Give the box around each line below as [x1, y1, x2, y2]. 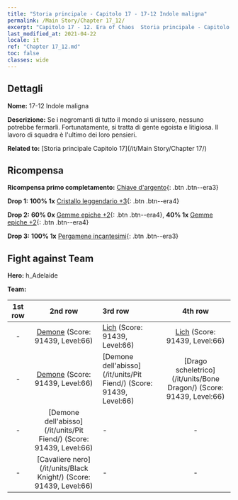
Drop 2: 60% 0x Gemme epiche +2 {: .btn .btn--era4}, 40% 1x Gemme [7, 210, 214, 220]
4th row [181, 306, 209, 316]
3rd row [102, 306, 130, 316]
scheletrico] [175, 365, 216, 375]
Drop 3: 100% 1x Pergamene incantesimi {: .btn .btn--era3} [7, 232, 179, 241]
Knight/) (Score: [37, 472, 91, 482]
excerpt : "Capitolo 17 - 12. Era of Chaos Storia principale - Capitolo [7, 23, 230, 30]
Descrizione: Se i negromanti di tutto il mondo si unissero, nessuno [7, 115, 204, 124]
